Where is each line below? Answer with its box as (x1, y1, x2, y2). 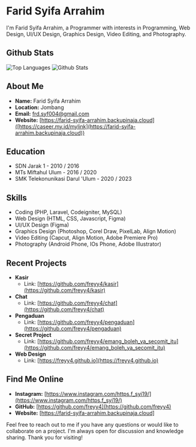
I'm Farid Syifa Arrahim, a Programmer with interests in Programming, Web (6, 24, 191, 31)
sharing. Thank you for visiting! (6, 434, 83, 441)
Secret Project (14, 332, 52, 338)
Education (6, 146, 46, 157)
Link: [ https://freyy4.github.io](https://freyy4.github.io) (23, 357, 159, 364)
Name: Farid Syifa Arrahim (14, 97, 81, 105)
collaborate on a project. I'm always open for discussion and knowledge (6, 427, 184, 434)
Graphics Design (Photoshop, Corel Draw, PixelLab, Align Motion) (14, 228, 177, 235)
